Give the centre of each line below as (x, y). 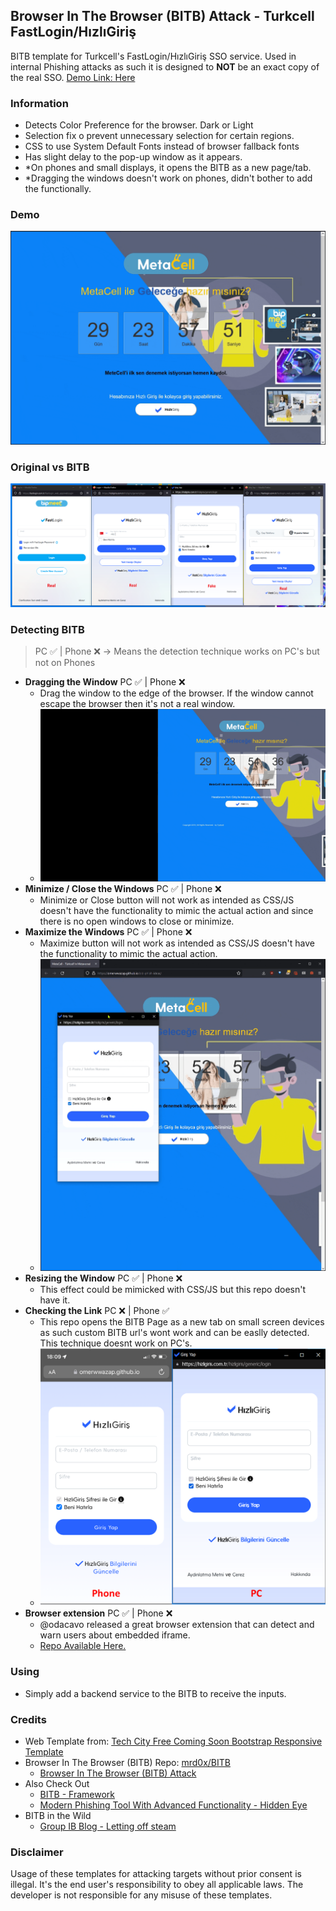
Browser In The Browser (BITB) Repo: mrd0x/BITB (127, 1762)
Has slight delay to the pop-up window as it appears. (133, 157)
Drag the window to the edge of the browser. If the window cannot (176, 693)
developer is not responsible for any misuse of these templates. (141, 1895)
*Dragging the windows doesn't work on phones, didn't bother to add (168, 178)
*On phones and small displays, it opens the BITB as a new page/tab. (168, 168)
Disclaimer (37, 1852)
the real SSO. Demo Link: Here (73, 77)
